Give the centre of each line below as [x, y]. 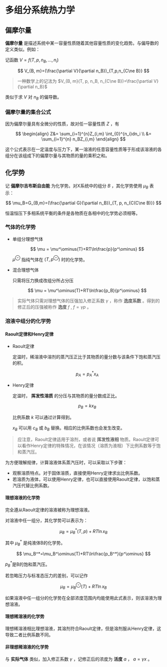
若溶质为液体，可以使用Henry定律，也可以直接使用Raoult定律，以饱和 [84, 479]
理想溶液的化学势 [23, 498]
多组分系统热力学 [40, 10]
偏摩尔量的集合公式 [28, 112]
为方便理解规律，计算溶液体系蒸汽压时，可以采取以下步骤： [66, 462]
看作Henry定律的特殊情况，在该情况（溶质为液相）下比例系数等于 [89, 445]
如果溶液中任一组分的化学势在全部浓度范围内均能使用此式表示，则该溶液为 [81, 598]
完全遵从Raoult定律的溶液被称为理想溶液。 [49, 509]
